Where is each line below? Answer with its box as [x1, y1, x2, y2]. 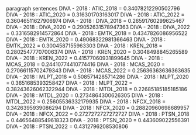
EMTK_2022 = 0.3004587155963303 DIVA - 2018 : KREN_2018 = [6, 42, 163, 49]
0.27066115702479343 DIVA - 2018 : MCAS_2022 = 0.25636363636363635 [6, 67, 191, 74]
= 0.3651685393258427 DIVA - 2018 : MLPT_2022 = [6, 79, 133, 86]
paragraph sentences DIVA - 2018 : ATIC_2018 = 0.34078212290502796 [6, 5, 180, 12]
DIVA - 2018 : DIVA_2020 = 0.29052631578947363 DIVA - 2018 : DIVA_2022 [6, 23, 190, 30]
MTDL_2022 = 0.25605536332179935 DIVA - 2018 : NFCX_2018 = [6, 98, 166, 105]
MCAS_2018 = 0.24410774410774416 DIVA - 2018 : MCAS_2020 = [6, 61, 165, 68]
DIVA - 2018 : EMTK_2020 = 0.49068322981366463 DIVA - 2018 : [6, 36, 166, 43]
